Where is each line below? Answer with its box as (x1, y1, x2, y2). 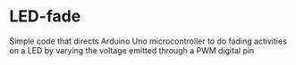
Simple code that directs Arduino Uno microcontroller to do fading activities (9, 36, 288, 46)
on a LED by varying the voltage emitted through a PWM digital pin (9, 45, 255, 55)
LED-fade (9, 6, 81, 27)
